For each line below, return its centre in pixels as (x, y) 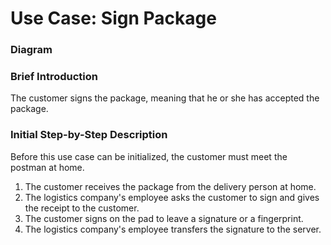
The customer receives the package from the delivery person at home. (170, 186)
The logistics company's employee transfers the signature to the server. (173, 229)
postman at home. (47, 167)
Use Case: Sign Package (113, 18)
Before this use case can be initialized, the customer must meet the (149, 156)
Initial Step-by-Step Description (89, 135)
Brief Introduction (54, 77)
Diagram (31, 50)
